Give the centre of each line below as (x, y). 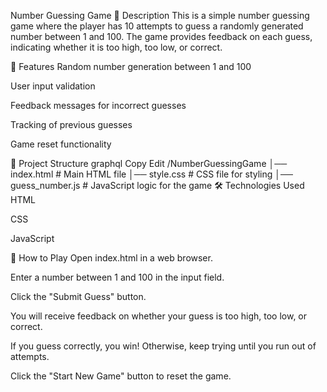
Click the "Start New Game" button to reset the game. (121, 376)
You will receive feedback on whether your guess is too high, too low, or (159, 316)
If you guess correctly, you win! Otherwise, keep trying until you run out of (163, 346)
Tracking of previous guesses (71, 124)
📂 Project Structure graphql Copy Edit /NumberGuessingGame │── (149, 163)
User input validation (53, 86)
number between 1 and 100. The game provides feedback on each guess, (161, 36)
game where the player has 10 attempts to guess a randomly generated (157, 26)
